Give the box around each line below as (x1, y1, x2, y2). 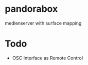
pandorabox (5, 3, 58, 15)
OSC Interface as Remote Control (12, 55, 83, 61)
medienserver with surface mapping (5, 20, 82, 26)
